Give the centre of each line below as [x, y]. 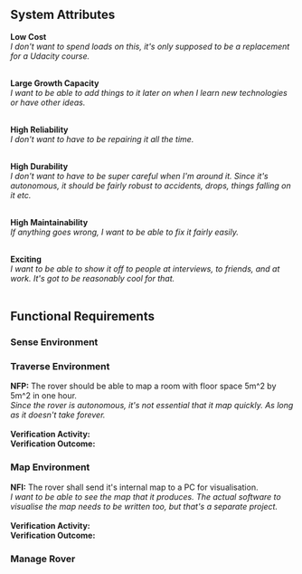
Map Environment [50, 467]
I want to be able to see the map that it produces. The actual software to [146, 496]
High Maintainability [49, 222]
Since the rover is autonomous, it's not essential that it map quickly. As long [152, 406]
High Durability [39, 166]
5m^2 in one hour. [44, 396]
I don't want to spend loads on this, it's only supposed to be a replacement [150, 46]
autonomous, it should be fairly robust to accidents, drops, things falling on [151, 186]
